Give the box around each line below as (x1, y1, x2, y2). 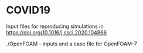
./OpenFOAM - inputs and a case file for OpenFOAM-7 (6, 40, 138, 47)
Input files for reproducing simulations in (6, 23, 104, 30)
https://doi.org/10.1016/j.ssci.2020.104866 (6, 29, 107, 36)
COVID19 (6, 3, 51, 17)
